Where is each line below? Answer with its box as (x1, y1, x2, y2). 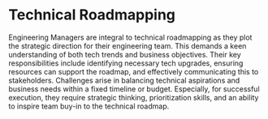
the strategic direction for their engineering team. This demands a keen (8, 40, 247, 50)
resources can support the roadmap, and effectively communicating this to (8, 66, 259, 76)
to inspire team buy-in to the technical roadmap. (8, 101, 170, 111)
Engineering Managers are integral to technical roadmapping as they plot (8, 32, 253, 42)
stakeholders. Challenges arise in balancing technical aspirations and (8, 75, 240, 85)
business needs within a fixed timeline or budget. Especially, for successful (8, 83, 260, 94)
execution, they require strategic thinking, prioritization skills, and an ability (8, 92, 259, 102)
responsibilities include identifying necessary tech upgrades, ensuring (8, 58, 244, 68)
